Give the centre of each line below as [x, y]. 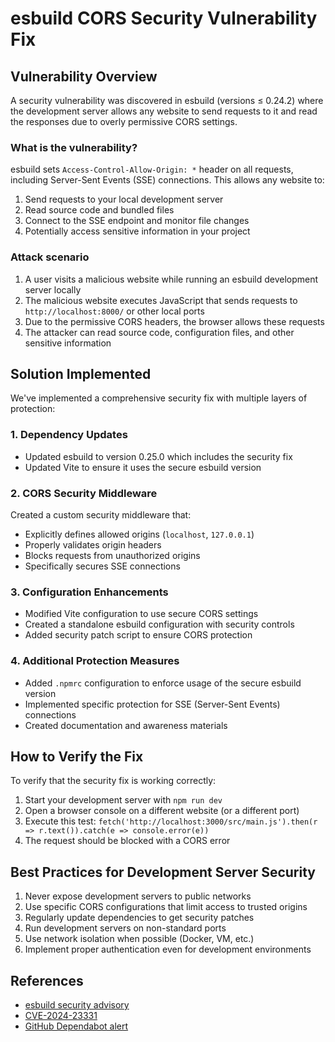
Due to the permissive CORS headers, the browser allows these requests [174, 321]
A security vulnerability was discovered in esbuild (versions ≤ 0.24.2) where [167, 100]
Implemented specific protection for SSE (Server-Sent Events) [152, 704]
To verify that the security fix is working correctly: [113, 781]
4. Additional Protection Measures [95, 661]
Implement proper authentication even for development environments [168, 949]
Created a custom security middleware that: [101, 515]
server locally [53, 289]
